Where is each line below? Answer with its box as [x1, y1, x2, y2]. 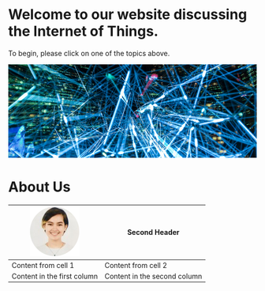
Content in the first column [11, 271, 99, 281]
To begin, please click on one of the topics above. [8, 48, 170, 58]
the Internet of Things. [8, 22, 159, 40]
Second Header [127, 228, 180, 237]
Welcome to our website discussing [8, 6, 248, 24]
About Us [8, 178, 71, 196]
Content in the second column [104, 271, 203, 281]
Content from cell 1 [11, 260, 75, 270]
